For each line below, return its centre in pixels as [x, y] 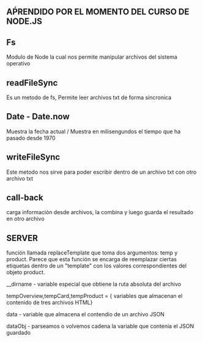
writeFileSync [33, 157]
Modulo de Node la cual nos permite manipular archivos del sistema [92, 57]
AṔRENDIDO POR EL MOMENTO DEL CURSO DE [98, 12]
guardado [19, 333]
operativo [18, 64]
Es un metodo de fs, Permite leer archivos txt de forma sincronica [89, 98]
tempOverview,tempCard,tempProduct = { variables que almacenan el [94, 296]
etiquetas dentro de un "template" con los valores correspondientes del [97, 266]
